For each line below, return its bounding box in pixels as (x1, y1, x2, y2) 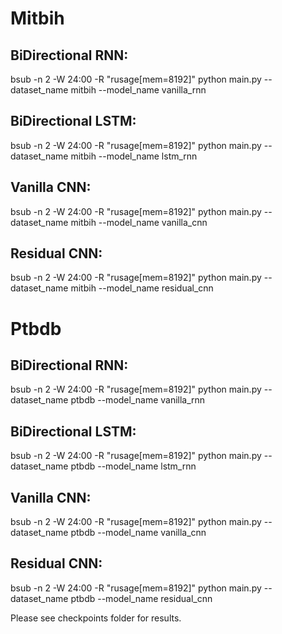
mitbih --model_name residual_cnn (70, 282, 214, 294)
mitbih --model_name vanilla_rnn (70, 84, 207, 96)
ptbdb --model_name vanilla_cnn (70, 527, 207, 539)
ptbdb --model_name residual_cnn (70, 592, 213, 604)
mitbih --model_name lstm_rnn (70, 150, 198, 162)
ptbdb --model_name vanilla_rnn (70, 394, 206, 406)
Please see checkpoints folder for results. (10, 612, 182, 624)
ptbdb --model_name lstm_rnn (70, 460, 197, 472)
